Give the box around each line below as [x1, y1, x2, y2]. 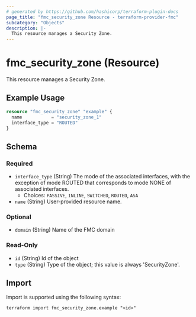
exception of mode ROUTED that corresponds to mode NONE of [14, 179, 172, 187]
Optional [6, 213, 31, 221]
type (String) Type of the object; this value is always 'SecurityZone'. [14, 261, 181, 268]
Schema [6, 142, 37, 152]
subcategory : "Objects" [6, 20, 65, 25]
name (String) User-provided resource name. [14, 198, 123, 205]
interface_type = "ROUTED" [11, 120, 78, 126]
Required [6, 159, 33, 168]
